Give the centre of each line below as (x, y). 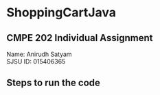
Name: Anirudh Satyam (39, 54)
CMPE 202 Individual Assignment (80, 38)
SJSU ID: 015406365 (36, 62)
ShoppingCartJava (61, 13)
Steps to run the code (54, 83)
